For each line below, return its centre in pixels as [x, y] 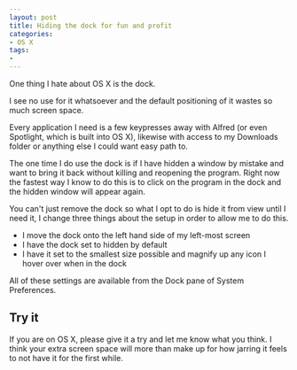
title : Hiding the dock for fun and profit [91, 26]
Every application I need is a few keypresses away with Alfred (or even [138, 127]
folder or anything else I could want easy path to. [99, 146]
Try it [24, 318]
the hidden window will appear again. [78, 192]
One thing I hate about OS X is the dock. [82, 84]
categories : [31, 34]
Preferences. [33, 290]
